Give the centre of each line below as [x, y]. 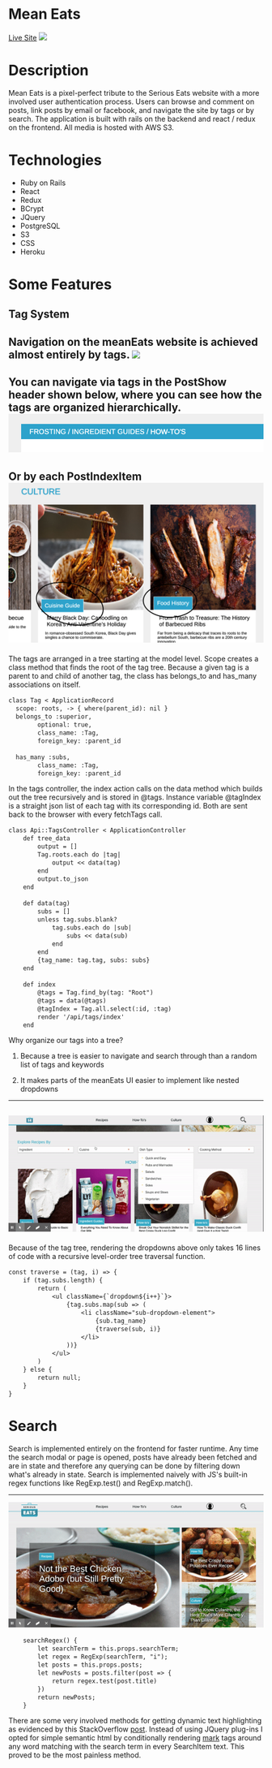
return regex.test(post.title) [104, 1681]
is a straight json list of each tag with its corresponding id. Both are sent [128, 805]
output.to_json [63, 879]
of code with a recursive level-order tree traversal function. [107, 1256]
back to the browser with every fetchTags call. [85, 814]
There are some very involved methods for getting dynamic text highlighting [135, 1720]
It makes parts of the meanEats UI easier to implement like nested [130, 1080]
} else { [38, 1369]
